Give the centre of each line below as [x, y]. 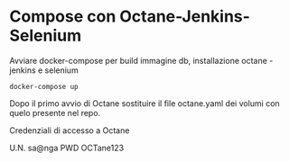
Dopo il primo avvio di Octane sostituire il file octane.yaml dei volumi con [144, 103]
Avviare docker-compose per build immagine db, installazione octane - [141, 60]
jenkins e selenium [44, 70]
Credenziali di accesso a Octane [70, 130]
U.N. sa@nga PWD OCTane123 [67, 148]
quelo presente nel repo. [55, 112]
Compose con [63, 17]
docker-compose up [44, 86]
